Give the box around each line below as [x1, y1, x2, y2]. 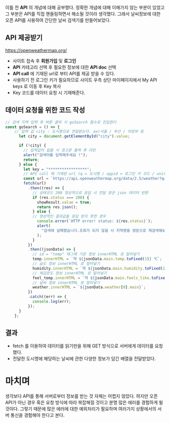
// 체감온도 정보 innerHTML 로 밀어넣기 [32, 270, 107, 276]
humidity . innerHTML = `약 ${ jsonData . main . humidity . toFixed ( [32, 266, 163, 271]
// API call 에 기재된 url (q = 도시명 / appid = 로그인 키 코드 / [23, 171, 155, 176]
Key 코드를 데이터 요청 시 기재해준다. [12, 89, 86, 96]
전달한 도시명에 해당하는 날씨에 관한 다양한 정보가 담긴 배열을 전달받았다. [12, 355, 156, 362]
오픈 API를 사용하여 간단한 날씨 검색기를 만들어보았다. [5, 17, 111, 23]
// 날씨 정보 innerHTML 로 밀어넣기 [32, 280, 100, 285]
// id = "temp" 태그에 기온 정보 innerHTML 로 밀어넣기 [32, 252, 140, 257]
